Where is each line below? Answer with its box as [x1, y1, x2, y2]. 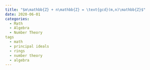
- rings [9, 48, 25, 53]
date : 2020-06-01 [5, 12, 41, 17]
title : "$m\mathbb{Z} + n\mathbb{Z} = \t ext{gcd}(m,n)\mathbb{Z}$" [5, 7, 146, 12]
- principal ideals [9, 44, 50, 49]
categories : [5, 16, 29, 21]
